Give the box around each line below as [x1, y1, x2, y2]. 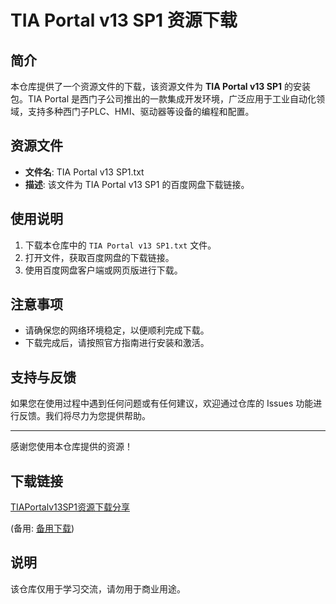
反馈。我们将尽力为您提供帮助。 [18, 410, 151, 422]
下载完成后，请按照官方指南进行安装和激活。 [24, 337, 210, 349]
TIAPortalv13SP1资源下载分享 [10, 501, 131, 513]
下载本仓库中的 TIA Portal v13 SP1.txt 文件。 [24, 239, 217, 251]
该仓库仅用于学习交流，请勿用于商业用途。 [10, 582, 186, 595]
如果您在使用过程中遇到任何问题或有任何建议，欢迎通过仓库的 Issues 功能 [10, 397, 314, 410]
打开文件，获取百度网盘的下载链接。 [24, 251, 175, 263]
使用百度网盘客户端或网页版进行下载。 [24, 264, 183, 276]
